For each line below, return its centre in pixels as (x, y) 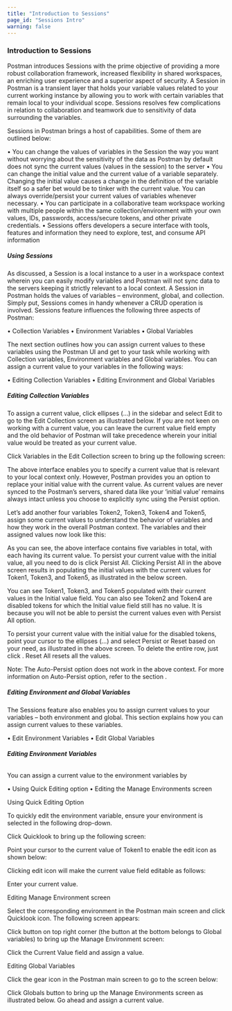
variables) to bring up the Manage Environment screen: (86, 939)
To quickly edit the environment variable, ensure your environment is (105, 816)
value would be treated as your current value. (72, 442)
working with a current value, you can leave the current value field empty (111, 428)
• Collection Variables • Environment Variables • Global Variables (100, 331)
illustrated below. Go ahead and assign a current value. (86, 1000)
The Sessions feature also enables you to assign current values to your (108, 710)
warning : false (29, 26)
